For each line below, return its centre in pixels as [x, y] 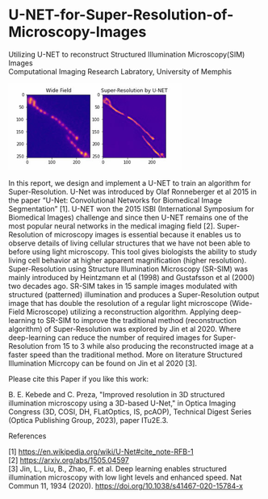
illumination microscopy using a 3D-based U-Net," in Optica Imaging [122, 403]
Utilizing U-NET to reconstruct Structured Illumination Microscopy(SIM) [127, 54]
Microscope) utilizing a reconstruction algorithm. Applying [123, 312]
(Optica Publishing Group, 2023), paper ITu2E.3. [88, 420]
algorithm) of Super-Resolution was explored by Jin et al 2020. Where [125, 329]
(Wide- [241, 303]
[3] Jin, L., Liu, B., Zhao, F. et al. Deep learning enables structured [118, 468]
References [27, 436]
